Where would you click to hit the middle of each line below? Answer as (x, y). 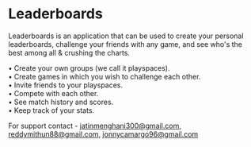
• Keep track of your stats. (51, 110)
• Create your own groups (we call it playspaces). (89, 68)
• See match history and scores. (61, 102)
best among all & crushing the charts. (69, 52)
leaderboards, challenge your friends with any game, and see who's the (125, 44)
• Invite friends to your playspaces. (66, 85)
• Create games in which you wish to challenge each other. (105, 76)
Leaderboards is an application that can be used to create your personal (126, 36)
